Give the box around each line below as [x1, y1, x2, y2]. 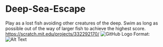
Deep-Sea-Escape [5, 3, 86, 15]
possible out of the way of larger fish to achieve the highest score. [5, 25, 146, 31]
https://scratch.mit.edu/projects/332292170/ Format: [5, 31, 150, 37]
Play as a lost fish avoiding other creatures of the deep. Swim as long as [5, 20, 158, 26]
